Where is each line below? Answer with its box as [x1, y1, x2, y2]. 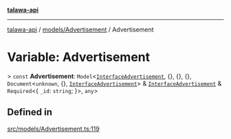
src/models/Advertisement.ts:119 [7, 125, 100, 133]
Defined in [7, 106, 53, 118]
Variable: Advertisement [7, 49, 151, 65]
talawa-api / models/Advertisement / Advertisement [7, 25, 154, 34]
